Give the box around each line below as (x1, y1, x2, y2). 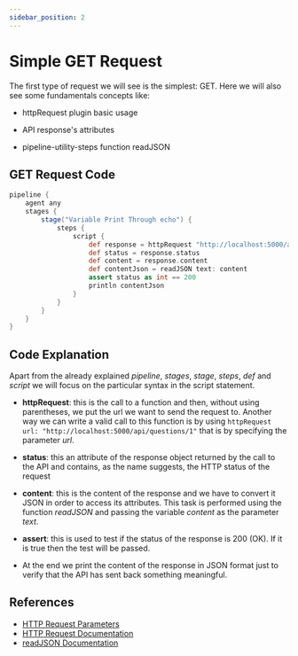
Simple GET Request (9, 51, 162, 71)
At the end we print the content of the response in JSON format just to (21, 560, 279, 571)
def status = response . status (88, 248, 200, 257)
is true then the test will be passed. (21, 543, 151, 554)
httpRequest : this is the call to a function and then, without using (21, 397, 260, 408)
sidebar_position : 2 (9, 12, 86, 22)
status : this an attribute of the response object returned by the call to (21, 452, 276, 463)
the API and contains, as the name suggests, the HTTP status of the (21, 462, 271, 472)
